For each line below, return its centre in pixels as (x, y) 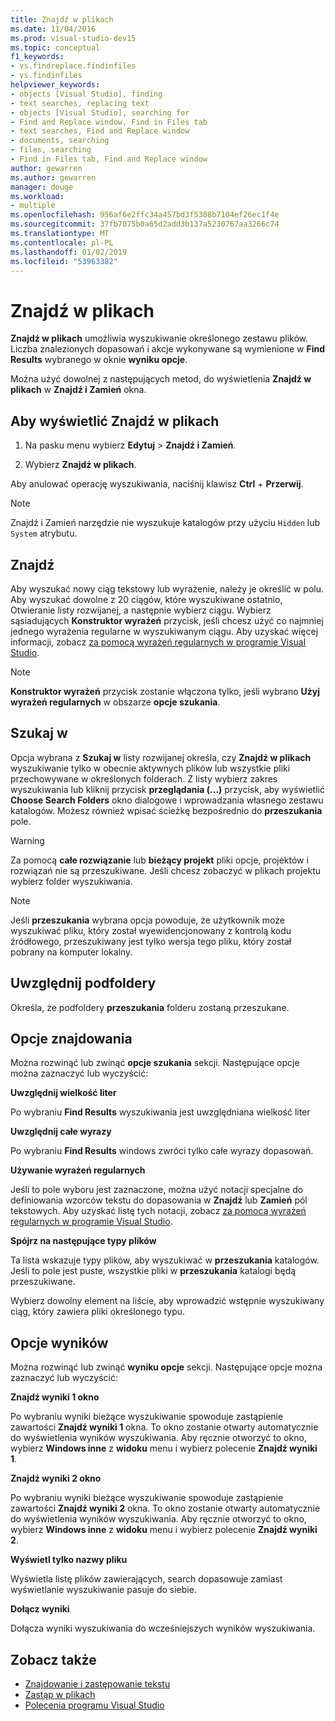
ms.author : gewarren (53, 177)
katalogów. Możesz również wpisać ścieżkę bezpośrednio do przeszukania (166, 810)
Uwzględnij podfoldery (83, 983)
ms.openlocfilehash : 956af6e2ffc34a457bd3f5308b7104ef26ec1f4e (145, 215)
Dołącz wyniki (40, 1609)
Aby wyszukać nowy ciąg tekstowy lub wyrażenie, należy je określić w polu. (167, 588)
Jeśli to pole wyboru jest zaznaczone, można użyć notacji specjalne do (157, 1190)
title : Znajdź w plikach (62, 19)
